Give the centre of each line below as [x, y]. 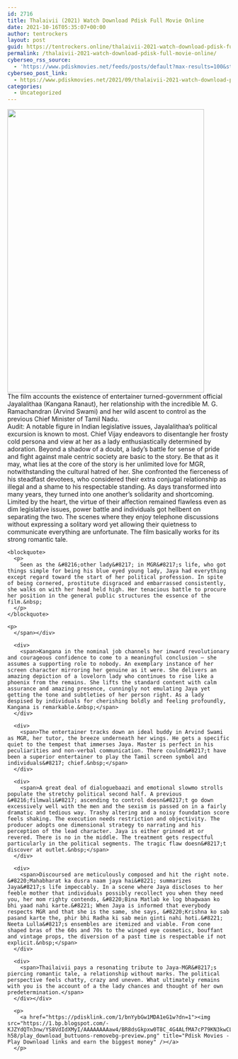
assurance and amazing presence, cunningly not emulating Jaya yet [109, 689]
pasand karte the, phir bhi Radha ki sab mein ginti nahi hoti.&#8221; [115, 918]
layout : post [27, 40]
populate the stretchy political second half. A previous [95, 794]
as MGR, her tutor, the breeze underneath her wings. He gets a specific [119, 738]
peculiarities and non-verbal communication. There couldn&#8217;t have [117, 751]
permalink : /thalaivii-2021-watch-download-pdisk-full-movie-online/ [112, 54]
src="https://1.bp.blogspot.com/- [58, 1024]
